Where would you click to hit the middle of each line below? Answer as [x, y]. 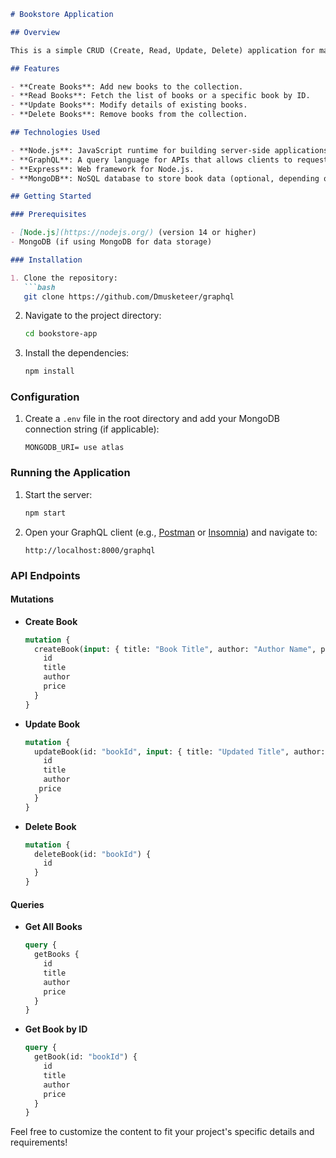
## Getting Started [51, 196]
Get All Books [53, 927]
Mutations [32, 599]
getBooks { [57, 955]
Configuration [45, 397]
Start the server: [58, 494]
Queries [27, 904]
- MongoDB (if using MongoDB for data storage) [111, 242]
